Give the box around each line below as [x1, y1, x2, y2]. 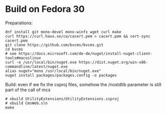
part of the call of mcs [5, 87, 51, 93]
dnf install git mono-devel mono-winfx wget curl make [5, 29, 122, 34]
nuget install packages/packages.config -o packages [5, 73, 117, 78]
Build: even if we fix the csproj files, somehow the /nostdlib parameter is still [5, 81, 162, 87]
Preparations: [5, 20, 33, 26]
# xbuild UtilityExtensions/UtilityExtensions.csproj [5, 96, 120, 101]
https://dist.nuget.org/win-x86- [79, 59, 149, 65]
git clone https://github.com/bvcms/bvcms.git [5, 42, 104, 48]
